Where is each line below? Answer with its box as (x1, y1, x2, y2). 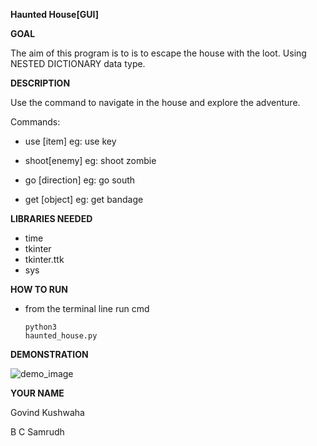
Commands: (10, 116, 61, 128)
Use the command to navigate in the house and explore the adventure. (10, 97, 301, 108)
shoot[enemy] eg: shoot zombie (24, 155, 157, 166)
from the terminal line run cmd (24, 303, 150, 314)
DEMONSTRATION (10, 349, 89, 360)
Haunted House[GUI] (10, 9, 99, 20)
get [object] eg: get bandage (24, 194, 144, 205)
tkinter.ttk (24, 254, 65, 265)
